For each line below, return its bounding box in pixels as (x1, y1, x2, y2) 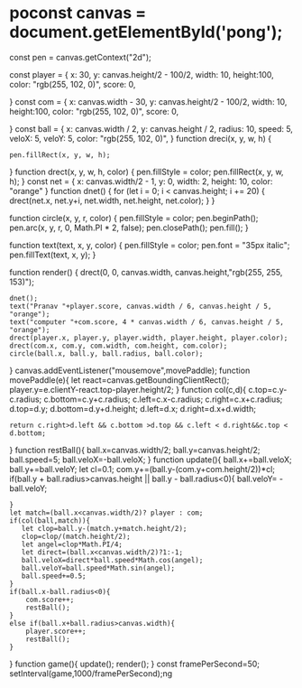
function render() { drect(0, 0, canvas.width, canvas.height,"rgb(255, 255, (9, 266, 283, 277)
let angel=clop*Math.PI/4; (21, 540, 124, 549)
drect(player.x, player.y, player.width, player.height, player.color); (9, 333, 288, 342)
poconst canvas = (9, 3, 147, 23)
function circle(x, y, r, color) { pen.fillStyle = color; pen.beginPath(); (9, 212, 259, 223)
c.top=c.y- (248, 384, 288, 395)
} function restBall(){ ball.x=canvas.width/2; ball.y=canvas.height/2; (9, 444, 261, 455)
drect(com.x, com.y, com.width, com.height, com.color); (9, 341, 228, 350)
